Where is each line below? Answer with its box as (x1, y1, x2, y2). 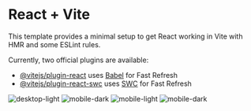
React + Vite (8, 6, 91, 24)
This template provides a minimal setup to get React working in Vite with (8, 31, 243, 41)
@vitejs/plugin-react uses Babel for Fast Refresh (19, 70, 178, 80)
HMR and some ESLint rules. (8, 39, 101, 49)
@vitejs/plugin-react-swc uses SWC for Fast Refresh (19, 79, 192, 88)
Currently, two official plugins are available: (8, 55, 149, 65)
